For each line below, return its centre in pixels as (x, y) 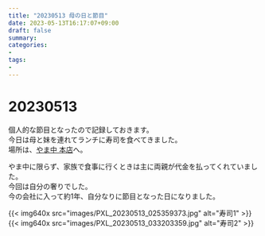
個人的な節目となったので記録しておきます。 (81, 130)
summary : (23, 38)
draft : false (30, 30)
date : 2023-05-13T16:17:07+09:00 (64, 23)
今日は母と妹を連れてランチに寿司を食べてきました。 (95, 139)
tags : (17, 60)
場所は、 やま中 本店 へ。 (48, 149)
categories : (28, 45)
